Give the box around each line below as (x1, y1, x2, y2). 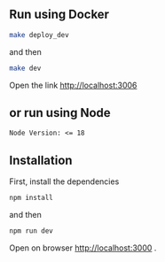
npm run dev (9, 227, 53, 235)
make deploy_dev (9, 30, 69, 39)
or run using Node (9, 105, 111, 120)
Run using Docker (9, 7, 109, 22)
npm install (9, 194, 53, 203)
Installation (9, 152, 73, 167)
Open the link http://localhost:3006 (9, 80, 137, 90)
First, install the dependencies (9, 176, 120, 187)
